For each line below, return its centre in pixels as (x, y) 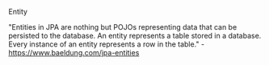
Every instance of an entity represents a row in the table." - (106, 44)
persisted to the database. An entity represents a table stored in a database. (135, 36)
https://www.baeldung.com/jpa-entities (74, 53)
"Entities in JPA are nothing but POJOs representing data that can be (123, 27)
